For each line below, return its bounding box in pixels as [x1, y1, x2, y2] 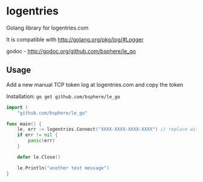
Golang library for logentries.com [6, 24, 89, 31]
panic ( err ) [28, 137, 56, 144]
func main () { [6, 121, 42, 127]
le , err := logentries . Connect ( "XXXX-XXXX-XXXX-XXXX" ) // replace [17, 127, 188, 133]
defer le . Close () [17, 154, 61, 160]
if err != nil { [17, 132, 59, 138]
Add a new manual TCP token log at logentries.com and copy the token [6, 81, 184, 88]
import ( [6, 104, 28, 110]
